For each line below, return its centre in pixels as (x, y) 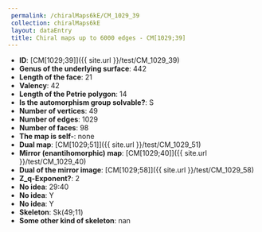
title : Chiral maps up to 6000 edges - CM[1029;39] (98, 38)
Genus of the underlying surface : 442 (82, 69)
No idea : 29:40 (44, 187)
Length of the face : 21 (56, 77)
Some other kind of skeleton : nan (74, 221)
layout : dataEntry (41, 30)
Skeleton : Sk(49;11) (51, 212)
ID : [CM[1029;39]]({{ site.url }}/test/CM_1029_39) (99, 60)
